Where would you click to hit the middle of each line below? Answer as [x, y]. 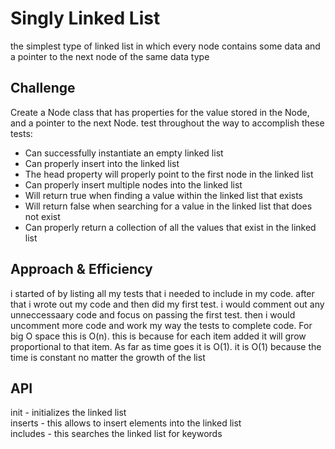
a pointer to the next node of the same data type [110, 56]
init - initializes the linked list [68, 413]
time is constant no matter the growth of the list [108, 357]
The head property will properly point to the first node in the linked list [169, 174]
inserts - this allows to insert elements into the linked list [126, 423]
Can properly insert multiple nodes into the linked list [133, 184]
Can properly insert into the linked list [102, 163]
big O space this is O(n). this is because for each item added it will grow [158, 336]
